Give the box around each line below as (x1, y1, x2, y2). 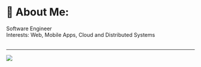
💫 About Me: (6, 5, 69, 19)
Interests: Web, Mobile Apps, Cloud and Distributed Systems (6, 31, 156, 38)
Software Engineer (6, 25, 52, 32)
